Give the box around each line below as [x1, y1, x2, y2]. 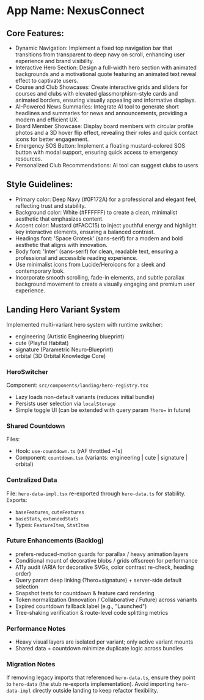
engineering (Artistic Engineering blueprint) [15, 332, 125, 340]
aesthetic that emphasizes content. [15, 215, 104, 223]
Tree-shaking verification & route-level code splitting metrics [15, 609, 169, 616]
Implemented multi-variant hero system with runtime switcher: [6, 321, 163, 328]
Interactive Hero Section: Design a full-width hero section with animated [15, 64, 197, 71]
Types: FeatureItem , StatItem [15, 521, 89, 528]
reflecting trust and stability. [15, 202, 86, 209]
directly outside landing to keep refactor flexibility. [32, 687, 159, 694]
